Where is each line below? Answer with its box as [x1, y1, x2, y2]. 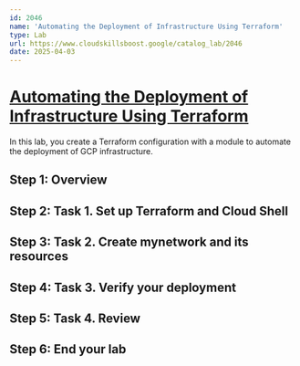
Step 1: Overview [9, 173, 108, 188]
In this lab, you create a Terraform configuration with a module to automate [9, 136, 292, 147]
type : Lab [9, 30, 47, 39]
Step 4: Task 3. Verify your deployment [9, 279, 237, 295]
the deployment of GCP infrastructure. [9, 146, 153, 157]
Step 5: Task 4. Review [9, 311, 141, 327]
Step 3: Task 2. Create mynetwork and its [9, 235, 249, 250]
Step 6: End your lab [9, 341, 127, 357]
